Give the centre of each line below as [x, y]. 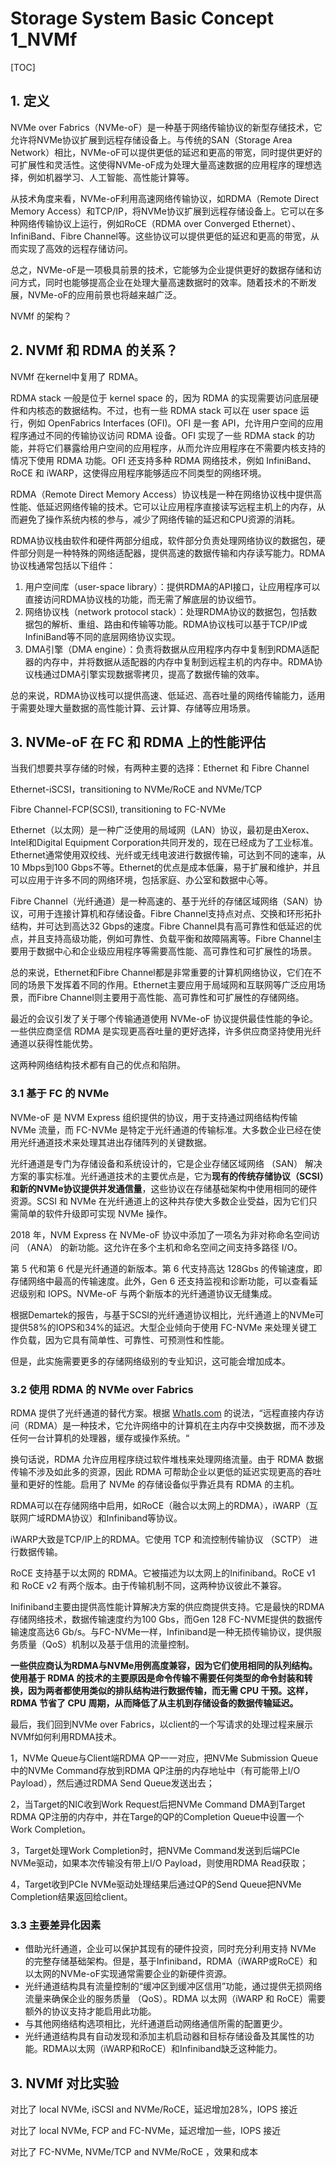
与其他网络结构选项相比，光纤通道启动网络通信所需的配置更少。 [156, 2024]
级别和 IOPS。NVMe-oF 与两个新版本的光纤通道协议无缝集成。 [148, 1293]
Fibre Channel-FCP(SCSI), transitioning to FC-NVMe [118, 809]
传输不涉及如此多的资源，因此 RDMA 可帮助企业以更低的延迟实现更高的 [157, 1471]
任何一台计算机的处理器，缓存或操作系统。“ [100, 1438]
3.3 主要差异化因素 [56, 1925]
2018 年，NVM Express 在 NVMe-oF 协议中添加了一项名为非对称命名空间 [161, 1234]
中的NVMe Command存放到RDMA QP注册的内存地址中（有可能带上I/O [155, 1770]
